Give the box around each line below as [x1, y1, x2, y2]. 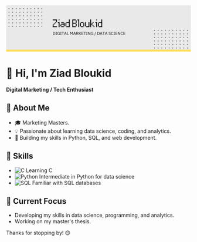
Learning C [25, 167, 53, 174]
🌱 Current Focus [6, 196, 67, 206]
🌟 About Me [6, 103, 50, 113]
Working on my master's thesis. [14, 218, 91, 225]
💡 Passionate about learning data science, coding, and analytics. [14, 127, 171, 135]
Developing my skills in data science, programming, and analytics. [14, 211, 175, 219]
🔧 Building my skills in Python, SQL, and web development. [14, 134, 157, 141]
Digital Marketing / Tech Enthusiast [6, 86, 94, 93]
